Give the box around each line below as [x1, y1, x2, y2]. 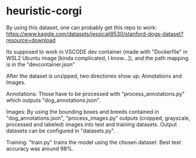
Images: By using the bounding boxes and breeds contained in [6, 108, 159, 115]
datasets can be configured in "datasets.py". [6, 127, 115, 134]
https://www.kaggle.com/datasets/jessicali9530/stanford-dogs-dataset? [6, 30, 184, 37]
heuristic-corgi [6, 4, 82, 18]
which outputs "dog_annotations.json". [6, 97, 101, 104]
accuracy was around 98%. [6, 145, 74, 152]
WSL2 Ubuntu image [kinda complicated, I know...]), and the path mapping [6, 54, 189, 61]
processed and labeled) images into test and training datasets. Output [6, 120, 177, 128]
